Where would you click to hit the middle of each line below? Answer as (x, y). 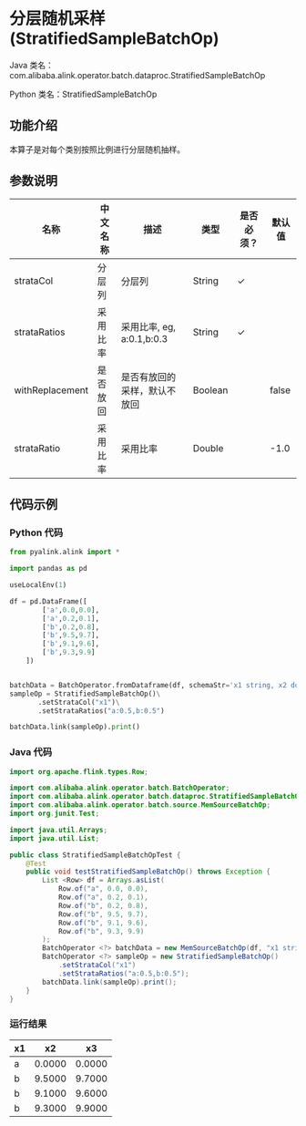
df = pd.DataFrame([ (49, 601)
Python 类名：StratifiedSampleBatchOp (83, 94)
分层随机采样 (58, 19)
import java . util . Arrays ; (58, 830)
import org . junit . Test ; (55, 814)
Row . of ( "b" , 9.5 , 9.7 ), (103, 914)
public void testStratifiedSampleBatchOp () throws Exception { (148, 872)
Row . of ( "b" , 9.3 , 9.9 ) (101, 931)
